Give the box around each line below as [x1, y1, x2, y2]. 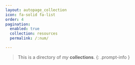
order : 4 [5, 17, 24, 22]
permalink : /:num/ [10, 36, 49, 41]
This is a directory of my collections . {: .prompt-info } [17, 54, 130, 60]
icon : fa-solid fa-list [5, 12, 56, 17]
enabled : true [10, 26, 40, 31]
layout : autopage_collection [5, 7, 67, 13]
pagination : [5, 21, 30, 27]
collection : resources [10, 31, 58, 36]
